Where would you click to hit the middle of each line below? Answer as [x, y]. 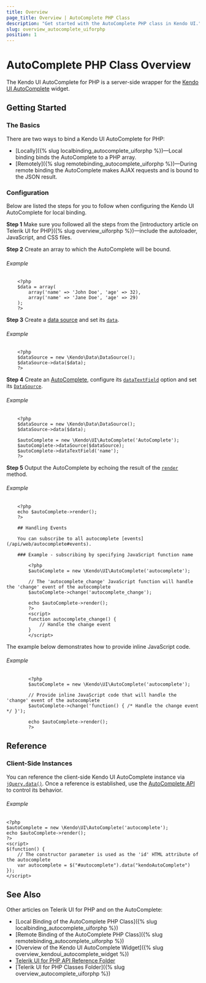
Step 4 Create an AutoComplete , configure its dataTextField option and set [102, 380]
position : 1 [21, 35]
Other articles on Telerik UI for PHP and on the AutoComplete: [85, 909]
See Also [24, 895]
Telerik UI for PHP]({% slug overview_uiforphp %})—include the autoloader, [102, 231]
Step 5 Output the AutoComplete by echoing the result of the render [93, 467]
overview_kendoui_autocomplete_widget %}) [72, 954]
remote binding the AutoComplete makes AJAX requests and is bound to [107, 170]
